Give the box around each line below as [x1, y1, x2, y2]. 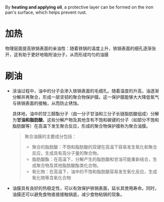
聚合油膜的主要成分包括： [24, 133, 77, 139]
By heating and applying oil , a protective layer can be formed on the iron [5, 4, 154, 10]
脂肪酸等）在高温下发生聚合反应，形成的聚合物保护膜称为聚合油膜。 [12, 123, 151, 129]
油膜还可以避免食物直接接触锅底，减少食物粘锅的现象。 [12, 191, 125, 197]
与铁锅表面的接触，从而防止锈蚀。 [12, 100, 82, 106]
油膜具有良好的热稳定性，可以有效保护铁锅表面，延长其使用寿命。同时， [12, 185, 159, 191]
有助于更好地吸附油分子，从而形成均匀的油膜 [18, 51, 109, 57]
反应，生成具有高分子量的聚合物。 [32, 150, 101, 156]
